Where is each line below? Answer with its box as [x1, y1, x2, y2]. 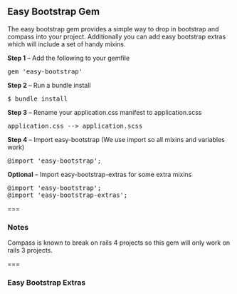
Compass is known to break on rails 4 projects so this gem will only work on [7, 238, 231, 247]
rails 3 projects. [7, 246, 53, 255]
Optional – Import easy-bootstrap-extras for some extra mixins [7, 170, 192, 178]
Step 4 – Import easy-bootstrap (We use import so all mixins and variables [7, 135, 226, 143]
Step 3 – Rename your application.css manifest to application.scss [7, 108, 202, 116]
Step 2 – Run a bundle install [7, 81, 91, 89]
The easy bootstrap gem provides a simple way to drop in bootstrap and [7, 24, 219, 33]
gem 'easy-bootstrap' [7, 67, 83, 76]
